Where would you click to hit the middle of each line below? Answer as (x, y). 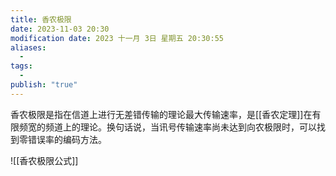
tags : (21, 66)
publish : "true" (44, 85)
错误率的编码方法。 (67, 139)
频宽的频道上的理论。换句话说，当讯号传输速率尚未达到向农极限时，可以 (167, 127)
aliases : (28, 47)
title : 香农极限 (41, 19)
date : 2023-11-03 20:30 (60, 29)
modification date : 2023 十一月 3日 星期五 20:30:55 (117, 38)
